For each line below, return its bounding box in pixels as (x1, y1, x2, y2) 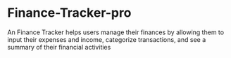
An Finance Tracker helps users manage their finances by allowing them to (7, 28, 224, 36)
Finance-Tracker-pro (7, 5, 132, 21)
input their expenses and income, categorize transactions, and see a (7, 35, 206, 43)
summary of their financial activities (7, 43, 111, 51)
